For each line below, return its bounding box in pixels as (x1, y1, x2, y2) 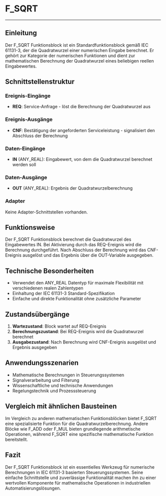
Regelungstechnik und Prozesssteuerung (12, 388, 96, 394)
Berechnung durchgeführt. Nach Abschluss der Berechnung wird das (5, 247, 147, 253)
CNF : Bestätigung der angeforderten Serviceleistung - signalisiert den (12, 127, 155, 133)
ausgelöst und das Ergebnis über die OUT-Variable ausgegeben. (22, 252, 154, 258)
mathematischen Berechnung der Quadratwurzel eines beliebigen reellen (5, 58, 154, 64)
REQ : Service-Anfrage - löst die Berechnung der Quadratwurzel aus (12, 104, 151, 110)
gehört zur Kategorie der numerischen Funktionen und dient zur (5, 53, 135, 59)
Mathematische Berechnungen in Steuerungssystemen (12, 372, 124, 378)
